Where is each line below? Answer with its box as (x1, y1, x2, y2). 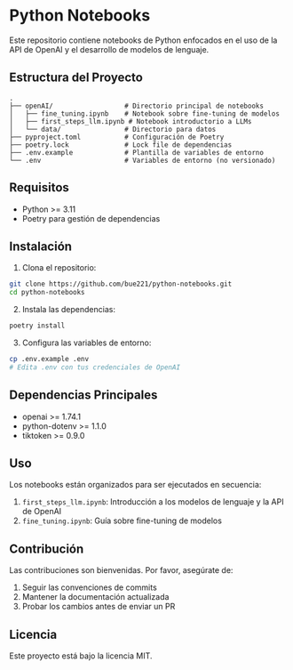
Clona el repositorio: (21, 262, 97, 273)
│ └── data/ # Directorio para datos (9, 125, 217, 133)
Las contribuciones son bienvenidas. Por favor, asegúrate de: (9, 565, 234, 576)
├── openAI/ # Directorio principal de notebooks (9, 101, 265, 110)
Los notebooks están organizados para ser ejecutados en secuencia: (9, 480, 262, 490)
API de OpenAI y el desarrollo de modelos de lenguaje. (9, 44, 210, 54)
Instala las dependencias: (21, 304, 115, 315)
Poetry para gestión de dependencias (21, 213, 161, 223)
